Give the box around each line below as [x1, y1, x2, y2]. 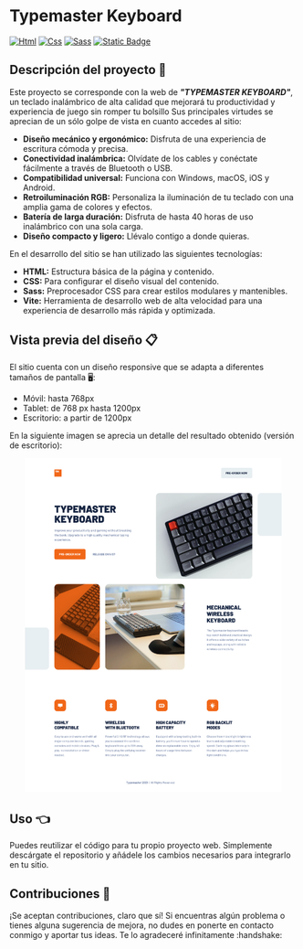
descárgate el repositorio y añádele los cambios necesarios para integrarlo [9, 849, 291, 860]
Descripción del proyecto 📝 [9, 62, 167, 78]
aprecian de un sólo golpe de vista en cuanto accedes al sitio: [9, 115, 242, 126]
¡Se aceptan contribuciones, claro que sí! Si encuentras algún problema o [9, 910, 286, 921]
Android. [22, 182, 56, 193]
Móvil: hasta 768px [22, 392, 95, 403]
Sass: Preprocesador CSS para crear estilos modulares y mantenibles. [22, 285, 288, 296]
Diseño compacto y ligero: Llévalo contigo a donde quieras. [22, 230, 250, 241]
